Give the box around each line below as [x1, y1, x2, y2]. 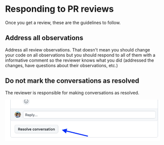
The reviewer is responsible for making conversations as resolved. [5, 90, 139, 96]
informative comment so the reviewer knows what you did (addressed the [5, 57, 154, 63]
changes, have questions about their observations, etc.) [5, 62, 118, 68]
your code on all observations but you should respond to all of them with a [5, 52, 156, 58]
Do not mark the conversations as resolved [5, 77, 139, 85]
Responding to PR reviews [5, 3, 114, 15]
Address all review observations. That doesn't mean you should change [5, 47, 150, 52]
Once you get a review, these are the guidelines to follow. [5, 20, 121, 25]
